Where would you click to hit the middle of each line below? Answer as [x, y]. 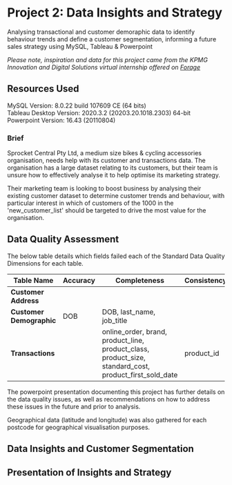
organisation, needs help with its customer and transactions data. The [106, 161]
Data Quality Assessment [63, 239]
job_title [115, 320]
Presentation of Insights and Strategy [89, 472]
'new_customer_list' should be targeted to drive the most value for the [107, 210]
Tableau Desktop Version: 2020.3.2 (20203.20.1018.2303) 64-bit [99, 112]
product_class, [126, 348]
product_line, [123, 340]
